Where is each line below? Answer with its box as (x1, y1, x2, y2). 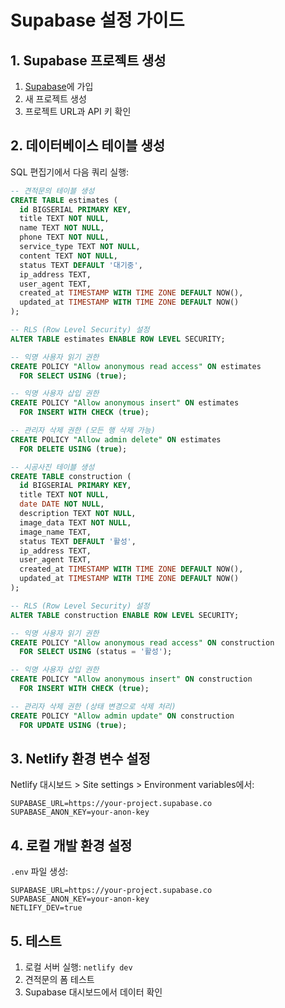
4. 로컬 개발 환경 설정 (10, 837, 133, 854)
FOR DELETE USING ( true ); (19, 444, 128, 454)
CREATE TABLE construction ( (10, 471, 132, 481)
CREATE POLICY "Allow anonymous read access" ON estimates (10, 361, 262, 371)
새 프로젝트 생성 (24, 93, 87, 105)
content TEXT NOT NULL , (19, 251, 118, 261)
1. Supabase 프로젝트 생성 (10, 52, 167, 69)
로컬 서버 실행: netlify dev (24, 961, 133, 973)
